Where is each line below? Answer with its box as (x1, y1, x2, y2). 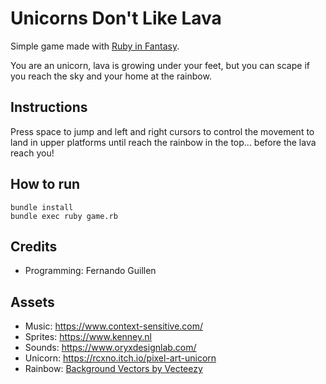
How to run (10, 176, 81, 193)
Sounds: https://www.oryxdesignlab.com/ (24, 342, 197, 354)
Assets (10, 293, 55, 311)
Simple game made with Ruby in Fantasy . (10, 40, 180, 52)
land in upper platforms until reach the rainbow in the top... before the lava (10, 136, 317, 148)
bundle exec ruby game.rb (10, 211, 118, 221)
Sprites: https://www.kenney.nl (24, 331, 152, 343)
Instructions (10, 99, 88, 116)
